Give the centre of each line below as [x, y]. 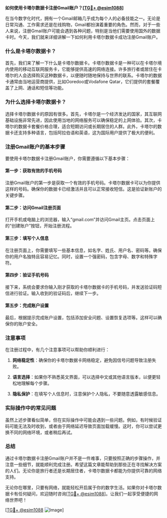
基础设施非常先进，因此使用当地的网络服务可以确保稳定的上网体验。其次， [81, 120]
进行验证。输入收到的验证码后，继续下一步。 [55, 293]
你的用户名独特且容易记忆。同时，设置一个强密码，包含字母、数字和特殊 [79, 257]
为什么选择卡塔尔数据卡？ [36, 102]
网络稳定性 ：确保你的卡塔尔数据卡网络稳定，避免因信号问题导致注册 [82, 360]
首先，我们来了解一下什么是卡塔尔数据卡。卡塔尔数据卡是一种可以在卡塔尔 [81, 63]
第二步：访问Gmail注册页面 [33, 207]
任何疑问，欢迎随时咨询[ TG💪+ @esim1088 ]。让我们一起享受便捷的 [86, 494]
